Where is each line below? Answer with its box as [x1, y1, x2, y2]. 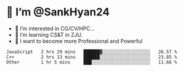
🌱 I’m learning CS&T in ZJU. [14, 31, 83, 38]
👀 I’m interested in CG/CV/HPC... [14, 25, 95, 32]
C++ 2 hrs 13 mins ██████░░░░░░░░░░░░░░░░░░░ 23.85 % [6, 54, 178, 60]
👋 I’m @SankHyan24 [6, 5, 110, 19]
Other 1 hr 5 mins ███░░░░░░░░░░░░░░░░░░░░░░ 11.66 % [6, 59, 178, 65]
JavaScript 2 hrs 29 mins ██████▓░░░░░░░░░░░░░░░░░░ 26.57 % [6, 49, 178, 55]
